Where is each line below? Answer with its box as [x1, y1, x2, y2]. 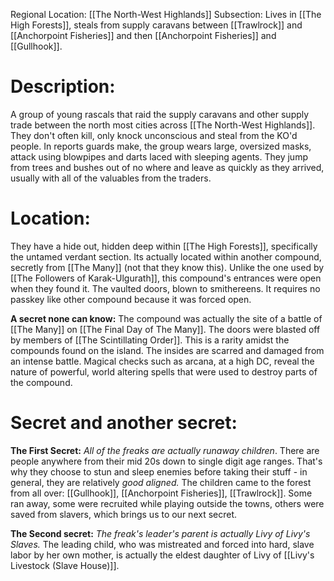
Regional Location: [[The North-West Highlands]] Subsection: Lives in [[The [10, 9, 322, 20]
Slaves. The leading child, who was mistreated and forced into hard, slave [10, 538, 315, 550]
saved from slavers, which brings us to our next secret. [10, 508, 238, 520]
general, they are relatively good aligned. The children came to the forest [10, 476, 312, 488]
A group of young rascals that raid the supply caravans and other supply [10, 108, 310, 120]
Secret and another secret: [10, 412, 238, 434]
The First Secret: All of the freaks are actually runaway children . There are [10, 444, 320, 456]
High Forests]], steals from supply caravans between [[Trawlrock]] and [10, 19, 303, 31]
